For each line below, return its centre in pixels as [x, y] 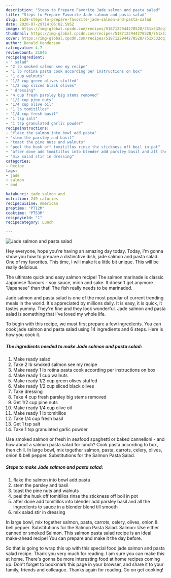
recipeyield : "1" [24, 218]
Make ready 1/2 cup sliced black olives [54, 386]
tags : [11, 171]
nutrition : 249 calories [32, 199]
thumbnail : [17, 34]
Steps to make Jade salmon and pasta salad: [55, 467]
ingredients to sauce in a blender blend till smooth [65, 507]
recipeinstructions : [28, 128]
